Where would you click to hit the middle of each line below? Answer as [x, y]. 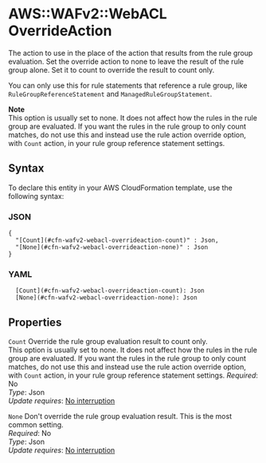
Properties [35, 322]
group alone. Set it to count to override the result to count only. [111, 69]
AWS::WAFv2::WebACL [88, 14]
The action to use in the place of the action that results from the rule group [131, 53]
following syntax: [36, 196]
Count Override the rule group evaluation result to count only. [108, 342]
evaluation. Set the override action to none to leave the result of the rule [126, 61]
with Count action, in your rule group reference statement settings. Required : [133, 375]
